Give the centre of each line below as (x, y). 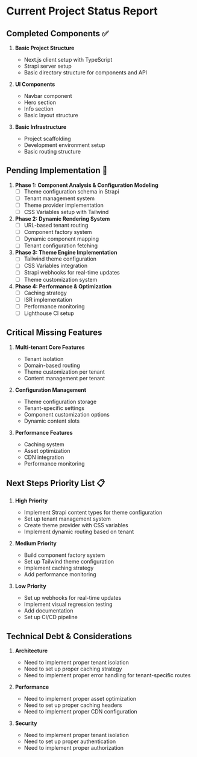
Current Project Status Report (82, 11)
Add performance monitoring (60, 574)
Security (26, 723)
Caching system (44, 444)
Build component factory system (64, 555)
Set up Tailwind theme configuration (69, 562)
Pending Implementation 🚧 (57, 171)
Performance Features (44, 432)
